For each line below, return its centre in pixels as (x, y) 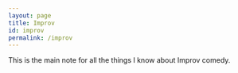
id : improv (26, 30)
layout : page (30, 15)
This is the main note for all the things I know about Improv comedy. (119, 60)
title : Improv (32, 23)
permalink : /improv (41, 38)
